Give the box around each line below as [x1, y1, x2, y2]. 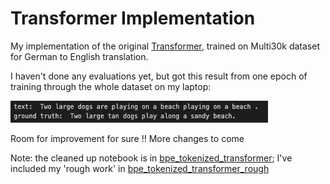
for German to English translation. [10, 50, 149, 62]
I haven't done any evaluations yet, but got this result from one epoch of [10, 70, 308, 82]
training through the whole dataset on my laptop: [10, 80, 212, 92]
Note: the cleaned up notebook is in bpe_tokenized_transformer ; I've [10, 152, 293, 164]
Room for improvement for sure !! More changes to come [10, 132, 245, 144]
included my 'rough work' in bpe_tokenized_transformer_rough [10, 162, 270, 174]
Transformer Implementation [10, 7, 256, 30]
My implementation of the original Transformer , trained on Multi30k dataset [10, 40, 320, 52]
